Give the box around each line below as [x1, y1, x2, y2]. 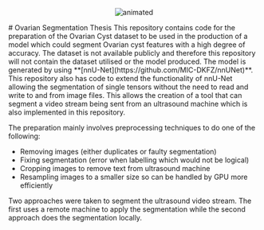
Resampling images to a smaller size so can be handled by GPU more [19, 172, 249, 181]
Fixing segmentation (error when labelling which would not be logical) [19, 155, 250, 165]
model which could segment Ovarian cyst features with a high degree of [8, 40, 246, 49]
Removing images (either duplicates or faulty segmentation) [19, 147, 217, 156]
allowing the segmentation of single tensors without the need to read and [8, 82, 249, 92]
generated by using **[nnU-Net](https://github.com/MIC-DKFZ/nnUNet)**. [8, 65, 254, 75]
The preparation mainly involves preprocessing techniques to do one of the [8, 123, 256, 132]
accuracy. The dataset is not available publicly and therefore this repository [8, 49, 256, 57]
